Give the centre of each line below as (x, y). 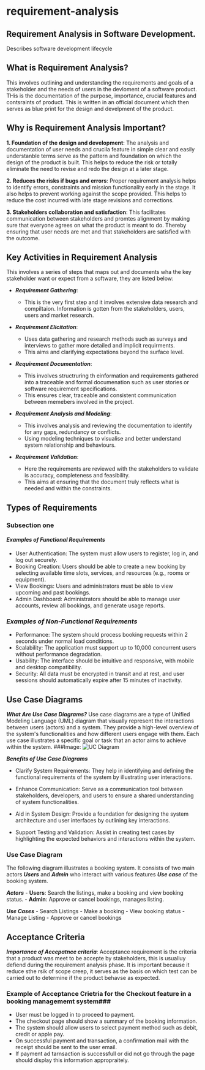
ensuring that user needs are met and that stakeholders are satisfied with (99, 232)
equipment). (31, 579)
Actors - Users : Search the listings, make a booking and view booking (95, 893)
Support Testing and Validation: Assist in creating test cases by (95, 832)
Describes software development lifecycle (59, 48)
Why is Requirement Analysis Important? (86, 128)
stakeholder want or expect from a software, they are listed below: (90, 279)
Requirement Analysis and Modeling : (63, 414)
